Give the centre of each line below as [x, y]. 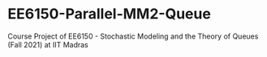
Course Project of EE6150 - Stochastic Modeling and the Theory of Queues [133, 36]
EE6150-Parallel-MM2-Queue [110, 14]
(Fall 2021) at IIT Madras [48, 44]
